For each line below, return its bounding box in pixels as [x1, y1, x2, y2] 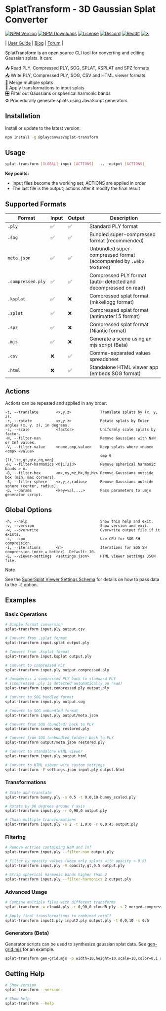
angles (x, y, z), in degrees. [5, 423, 70, 428]
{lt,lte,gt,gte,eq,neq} [5, 457, 54, 462]
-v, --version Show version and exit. [5, 523, 149, 528]
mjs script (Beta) [89, 342, 128, 349]
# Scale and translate [5, 790, 52, 795]
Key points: [5, 170, 29, 177]
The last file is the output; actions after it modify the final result [12, 185, 140, 192]
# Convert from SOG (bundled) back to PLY [5, 722, 94, 727]
